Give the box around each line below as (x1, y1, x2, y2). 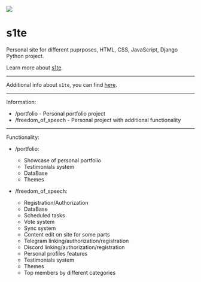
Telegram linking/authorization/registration (23, 237, 129, 244)
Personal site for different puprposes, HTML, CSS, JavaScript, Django (6, 46, 178, 53)
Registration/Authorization (23, 199, 89, 206)
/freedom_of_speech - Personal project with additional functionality (14, 116, 181, 123)
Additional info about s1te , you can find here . (6, 81, 118, 88)
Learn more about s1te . (6, 63, 63, 71)
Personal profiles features (23, 250, 88, 257)
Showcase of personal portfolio (23, 156, 102, 164)
